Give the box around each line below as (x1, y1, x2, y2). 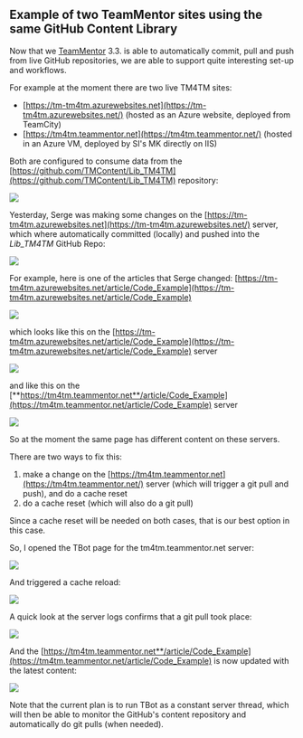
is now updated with (213, 655, 289, 666)
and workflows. (9, 64, 68, 75)
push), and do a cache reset (22, 487, 128, 498)
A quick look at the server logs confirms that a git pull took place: (9, 610, 252, 622)
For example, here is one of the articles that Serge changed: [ (9, 272, 238, 283)
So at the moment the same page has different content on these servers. (9, 433, 280, 444)
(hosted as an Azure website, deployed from (125, 109, 291, 120)
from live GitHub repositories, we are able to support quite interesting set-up (9, 54, 294, 66)
